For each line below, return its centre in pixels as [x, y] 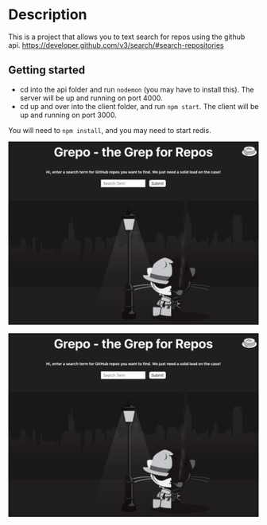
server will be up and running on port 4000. [91, 98]
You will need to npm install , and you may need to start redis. [110, 130]
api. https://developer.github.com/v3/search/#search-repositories [116, 45]
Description [48, 15]
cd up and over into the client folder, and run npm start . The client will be [139, 106]
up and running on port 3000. [68, 115]
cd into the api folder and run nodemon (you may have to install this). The [137, 89]
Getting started [47, 71]
